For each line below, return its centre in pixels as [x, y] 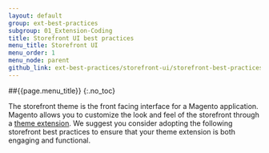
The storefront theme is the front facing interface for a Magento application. [133, 106]
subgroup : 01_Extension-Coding [60, 30]
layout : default [35, 16]
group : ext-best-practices [53, 23]
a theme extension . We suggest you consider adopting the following [120, 123]
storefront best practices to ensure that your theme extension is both [122, 131]
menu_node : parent [39, 61]
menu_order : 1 [32, 53]
